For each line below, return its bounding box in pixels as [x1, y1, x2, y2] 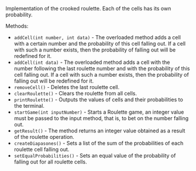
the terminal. [13, 102, 45, 109]
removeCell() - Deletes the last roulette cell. [13, 84, 120, 90]
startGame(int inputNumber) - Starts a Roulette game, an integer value [13, 108, 184, 115]
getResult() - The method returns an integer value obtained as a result [13, 127, 185, 134]
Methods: [5, 23, 29, 29]
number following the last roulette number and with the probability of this [13, 65, 190, 72]
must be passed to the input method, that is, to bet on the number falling [13, 115, 189, 122]
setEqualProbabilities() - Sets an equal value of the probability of [13, 152, 176, 159]
